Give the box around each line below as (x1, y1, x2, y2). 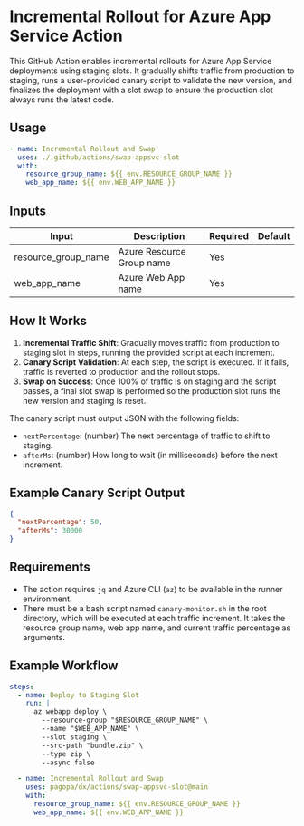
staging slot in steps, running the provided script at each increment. (22, 347, 276, 358)
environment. (22, 593, 72, 604)
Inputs (9, 203, 47, 218)
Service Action (9, 25, 124, 46)
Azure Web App (118, 271, 185, 283)
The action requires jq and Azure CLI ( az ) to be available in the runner (22, 583, 283, 594)
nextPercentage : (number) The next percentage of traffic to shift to (22, 430, 271, 441)
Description (133, 229, 185, 242)
